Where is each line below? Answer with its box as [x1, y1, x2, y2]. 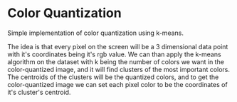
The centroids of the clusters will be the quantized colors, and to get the [7, 73, 219, 81]
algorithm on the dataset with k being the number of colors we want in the [7, 57, 224, 66]
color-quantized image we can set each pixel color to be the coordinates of [7, 80, 228, 88]
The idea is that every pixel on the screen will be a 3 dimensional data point [7, 42, 228, 51]
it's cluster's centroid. [7, 88, 71, 96]
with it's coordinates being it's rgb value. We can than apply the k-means [7, 50, 222, 58]
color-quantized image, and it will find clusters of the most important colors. [7, 65, 230, 73]
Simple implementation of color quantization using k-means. [7, 29, 184, 37]
